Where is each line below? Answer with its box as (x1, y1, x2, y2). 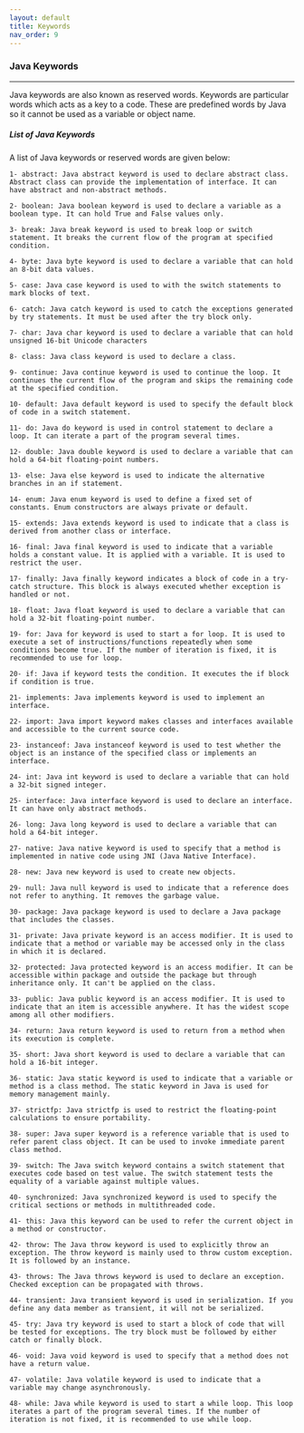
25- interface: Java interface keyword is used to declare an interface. (9, 796, 294, 805)
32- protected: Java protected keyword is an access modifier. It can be (9, 963, 294, 972)
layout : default (9, 13, 71, 23)
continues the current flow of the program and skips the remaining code (9, 375, 294, 385)
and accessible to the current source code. (9, 724, 180, 734)
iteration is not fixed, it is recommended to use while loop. (9, 1415, 253, 1424)
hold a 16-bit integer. (9, 1058, 100, 1067)
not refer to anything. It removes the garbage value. (9, 891, 221, 900)
